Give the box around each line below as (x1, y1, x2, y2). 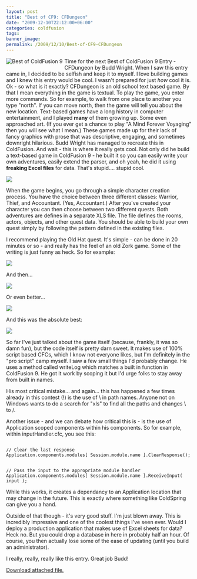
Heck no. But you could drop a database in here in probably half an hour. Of (6, 531, 189, 538)
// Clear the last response (6, 447, 75, 453)
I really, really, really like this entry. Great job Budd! (6, 555, 129, 562)
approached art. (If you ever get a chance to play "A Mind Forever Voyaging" (6, 120, 192, 127)
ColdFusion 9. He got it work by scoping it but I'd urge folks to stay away (6, 369, 182, 377)
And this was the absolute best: (6, 316, 82, 323)
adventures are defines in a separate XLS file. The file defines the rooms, (6, 212, 183, 219)
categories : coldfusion (6, 25, 65, 31)
